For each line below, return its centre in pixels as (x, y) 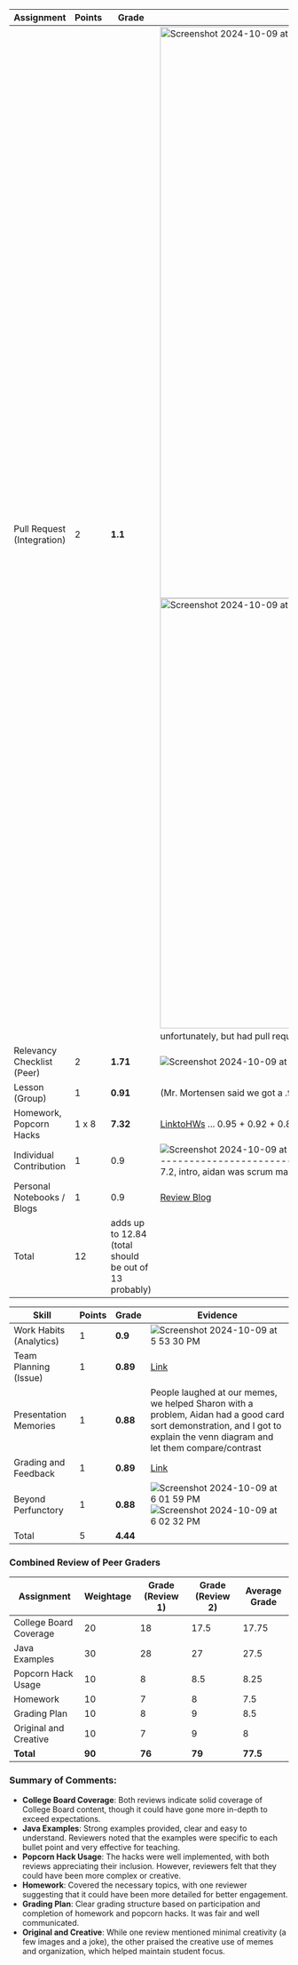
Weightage (107, 1597)
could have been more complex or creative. (102, 1875)
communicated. (51, 1922)
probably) (131, 1290)
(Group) (30, 1099)
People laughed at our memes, (214, 1392)
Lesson (29, 1087)
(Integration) (40, 540)
